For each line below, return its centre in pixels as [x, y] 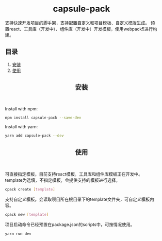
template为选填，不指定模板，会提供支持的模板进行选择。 [63, 180]
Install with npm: [21, 109]
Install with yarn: [21, 127]
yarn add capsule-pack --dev [34, 136]
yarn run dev [18, 234]
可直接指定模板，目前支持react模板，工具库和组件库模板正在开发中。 [74, 174]
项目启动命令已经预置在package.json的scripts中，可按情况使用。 [70, 224]
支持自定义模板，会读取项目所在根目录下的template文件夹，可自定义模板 [78, 199]
